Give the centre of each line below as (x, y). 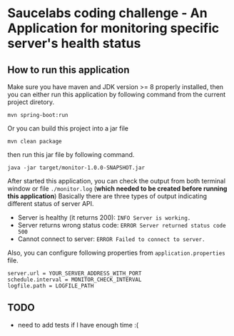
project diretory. (31, 102)
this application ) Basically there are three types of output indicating (107, 196)
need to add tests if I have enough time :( (78, 325)
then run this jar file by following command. (71, 154)
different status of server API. (51, 204)
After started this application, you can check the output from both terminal (117, 181)
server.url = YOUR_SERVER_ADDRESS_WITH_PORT (75, 273)
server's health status (74, 44)
